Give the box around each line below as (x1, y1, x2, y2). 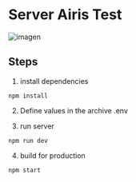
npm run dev (8, 136, 48, 144)
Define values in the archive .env (19, 105, 128, 115)
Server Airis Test (8, 6, 122, 24)
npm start (8, 166, 42, 174)
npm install (8, 92, 48, 100)
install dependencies (19, 76, 89, 85)
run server (19, 121, 54, 131)
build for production (19, 150, 86, 160)
